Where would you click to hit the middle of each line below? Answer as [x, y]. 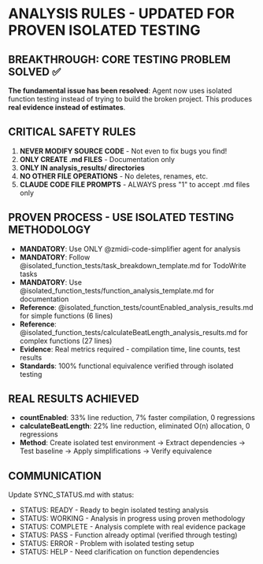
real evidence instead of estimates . [67, 107]
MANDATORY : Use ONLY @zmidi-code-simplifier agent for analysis [130, 249]
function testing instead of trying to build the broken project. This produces [130, 99]
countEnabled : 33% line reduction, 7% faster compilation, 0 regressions [137, 418]
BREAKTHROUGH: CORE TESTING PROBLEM [119, 59]
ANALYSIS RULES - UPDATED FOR [121, 14]
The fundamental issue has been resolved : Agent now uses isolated [120, 90]
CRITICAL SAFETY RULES [72, 132]
